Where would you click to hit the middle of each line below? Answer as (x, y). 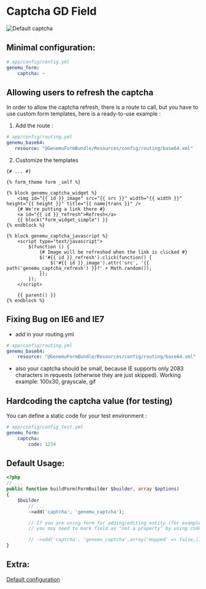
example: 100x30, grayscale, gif (55, 382)
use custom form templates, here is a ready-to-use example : (84, 114)
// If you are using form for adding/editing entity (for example (115, 523)
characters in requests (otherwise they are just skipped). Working (98, 375)
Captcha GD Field (51, 11)
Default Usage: (36, 463)
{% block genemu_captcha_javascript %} (57, 236)
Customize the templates (47, 160)
